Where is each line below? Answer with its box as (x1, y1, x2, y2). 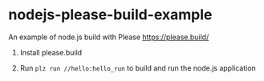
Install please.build (19, 47, 83, 57)
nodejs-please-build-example (8, 6, 213, 24)
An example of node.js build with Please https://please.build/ (8, 32, 209, 42)
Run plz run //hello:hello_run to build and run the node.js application (19, 63, 257, 73)
